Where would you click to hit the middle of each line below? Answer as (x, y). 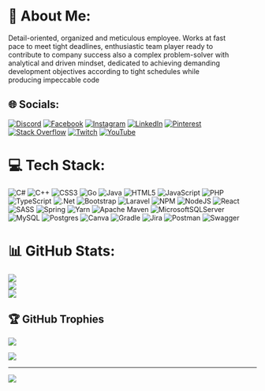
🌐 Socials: (34, 104)
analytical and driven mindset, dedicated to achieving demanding (114, 63)
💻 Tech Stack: (57, 165)
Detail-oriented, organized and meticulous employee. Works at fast (117, 38)
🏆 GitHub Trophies (56, 320)
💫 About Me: (50, 16)
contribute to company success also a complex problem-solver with (119, 54)
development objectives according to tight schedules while (104, 71)
